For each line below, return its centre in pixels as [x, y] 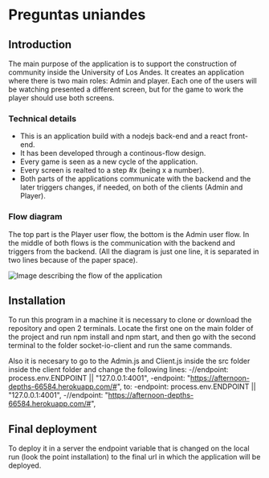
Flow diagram [35, 217]
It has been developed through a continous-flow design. [113, 153]
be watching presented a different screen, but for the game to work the [126, 89]
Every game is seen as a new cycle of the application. [109, 161]
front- [238, 136]
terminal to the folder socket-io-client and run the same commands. [120, 345]
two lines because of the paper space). [73, 259]
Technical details [43, 118]
